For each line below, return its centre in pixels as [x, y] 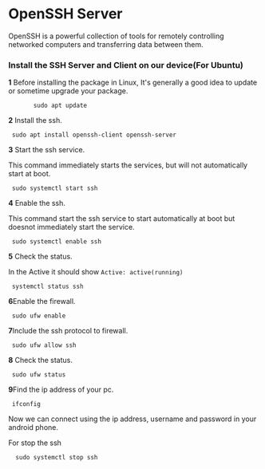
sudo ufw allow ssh [44, 345]
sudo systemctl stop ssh [57, 458]
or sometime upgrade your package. [68, 91]
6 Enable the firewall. [42, 301]
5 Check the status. [41, 257]
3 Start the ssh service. [47, 150]
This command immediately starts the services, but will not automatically [128, 165]
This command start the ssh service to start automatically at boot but [122, 219]
